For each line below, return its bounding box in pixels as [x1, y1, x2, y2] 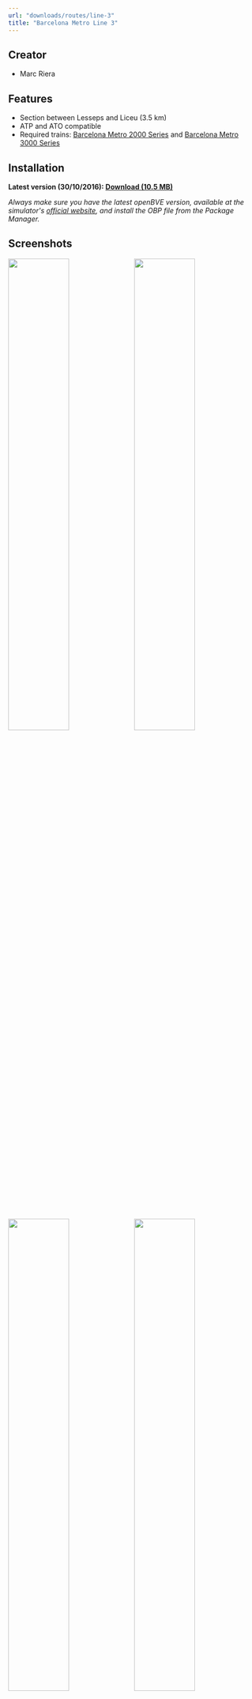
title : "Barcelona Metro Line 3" [8, 19, 118, 27]
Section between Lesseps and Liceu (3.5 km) [19, 113, 167, 122]
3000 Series [19, 138, 61, 148]
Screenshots [8, 237, 73, 251]
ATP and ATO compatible [19, 122, 101, 131]
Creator [8, 48, 47, 62]
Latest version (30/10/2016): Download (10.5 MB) [8, 182, 174, 191]
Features [8, 92, 53, 105]
